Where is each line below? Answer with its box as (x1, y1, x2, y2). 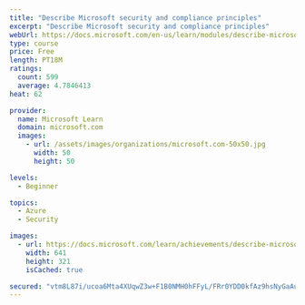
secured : (9, 281, 43, 291)
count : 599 (17, 73, 59, 82)
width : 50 (33, 148, 71, 158)
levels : (9, 173, 39, 182)
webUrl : (9, 30, 39, 39)
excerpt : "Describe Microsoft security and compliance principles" (9, 22, 271, 31)
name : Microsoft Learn (17, 115, 103, 124)
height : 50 (33, 157, 75, 166)
